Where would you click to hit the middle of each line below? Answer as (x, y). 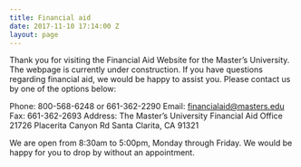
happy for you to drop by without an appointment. (102, 153)
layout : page (34, 34)
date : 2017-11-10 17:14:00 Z (64, 26)
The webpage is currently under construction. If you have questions (136, 70)
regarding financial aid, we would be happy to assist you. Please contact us (150, 79)
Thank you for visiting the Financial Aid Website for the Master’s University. (150, 60)
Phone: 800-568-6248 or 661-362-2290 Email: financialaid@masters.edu (147, 107)
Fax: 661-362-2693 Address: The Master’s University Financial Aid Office (146, 116)
